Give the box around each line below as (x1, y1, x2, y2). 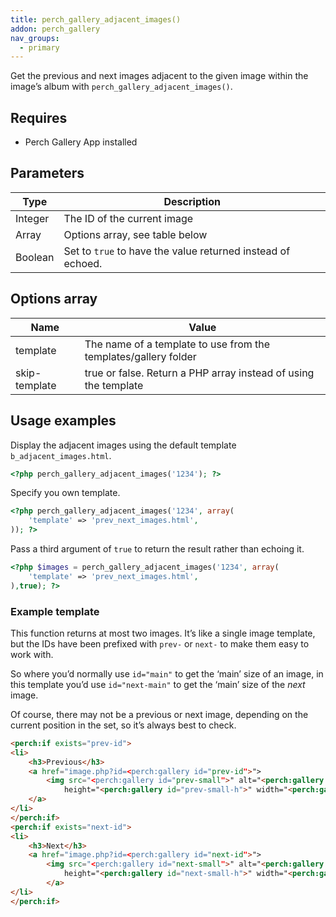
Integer (15, 211, 50, 225)
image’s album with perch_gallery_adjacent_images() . (10, 81, 233, 93)
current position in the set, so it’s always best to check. (10, 719, 237, 731)
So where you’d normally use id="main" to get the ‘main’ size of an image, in (10, 667, 324, 680)
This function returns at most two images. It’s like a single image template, (10, 627, 316, 639)
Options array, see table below (63, 227, 208, 241)
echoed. (63, 256, 103, 270)
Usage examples (10, 412, 117, 430)
